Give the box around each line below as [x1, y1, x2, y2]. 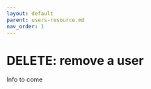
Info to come [6, 75, 43, 83]
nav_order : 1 [6, 23, 45, 30]
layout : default [6, 10, 54, 17]
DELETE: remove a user [6, 52, 144, 68]
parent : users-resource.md [6, 17, 85, 23]
